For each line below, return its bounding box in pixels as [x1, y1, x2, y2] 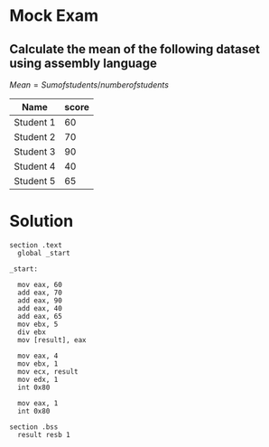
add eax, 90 [17, 295, 63, 305]
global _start [17, 248, 70, 257]
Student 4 [14, 160, 56, 172]
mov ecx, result [17, 367, 79, 376]
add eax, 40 [17, 303, 63, 312]
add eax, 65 [17, 312, 63, 321]
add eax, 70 [17, 288, 63, 297]
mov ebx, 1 [17, 359, 59, 368]
